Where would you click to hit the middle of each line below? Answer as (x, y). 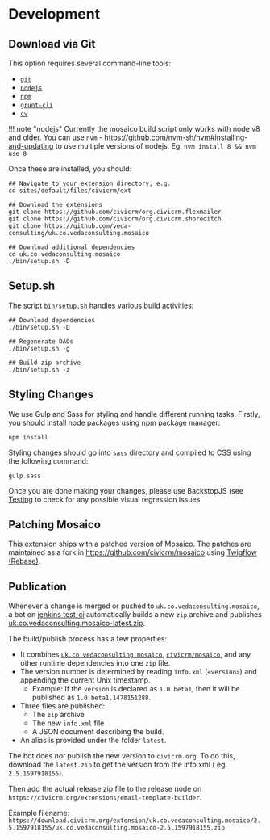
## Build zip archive (45, 363)
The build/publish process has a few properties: (88, 639)
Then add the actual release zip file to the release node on (105, 789)
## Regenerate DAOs (41, 341)
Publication (37, 586)
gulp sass (25, 476)
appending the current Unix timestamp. (85, 680)
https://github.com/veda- (87, 226)
